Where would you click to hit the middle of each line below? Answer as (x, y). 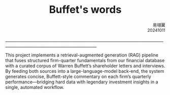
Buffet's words (85, 10)
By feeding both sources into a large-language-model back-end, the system (85, 71)
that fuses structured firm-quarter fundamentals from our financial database (85, 60)
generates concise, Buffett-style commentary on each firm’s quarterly (78, 76)
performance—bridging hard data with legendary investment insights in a (82, 82)
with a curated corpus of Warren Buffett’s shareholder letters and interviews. (85, 66)
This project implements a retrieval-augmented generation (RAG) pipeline (82, 55)
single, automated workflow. (35, 87)
